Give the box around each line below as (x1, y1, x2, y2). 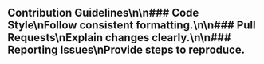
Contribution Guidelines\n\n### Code (7, 6, 199, 20)
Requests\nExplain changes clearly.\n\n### (7, 31, 232, 44)
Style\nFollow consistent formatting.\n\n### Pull (7, 19, 256, 32)
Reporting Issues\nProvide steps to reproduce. (7, 43, 245, 57)
